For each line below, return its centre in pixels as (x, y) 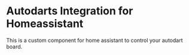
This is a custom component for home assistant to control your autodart (94, 40)
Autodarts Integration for (70, 11)
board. (14, 47)
